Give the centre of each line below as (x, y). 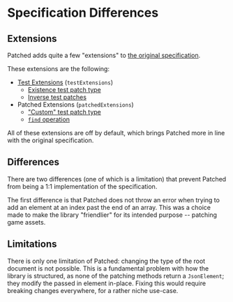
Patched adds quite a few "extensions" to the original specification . (104, 55)
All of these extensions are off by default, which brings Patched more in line (116, 133)
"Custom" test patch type (64, 112)
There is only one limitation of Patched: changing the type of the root (106, 261)
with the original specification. (51, 140)
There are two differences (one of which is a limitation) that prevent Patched (117, 179)
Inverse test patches (57, 97)
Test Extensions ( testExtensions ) (65, 82)
